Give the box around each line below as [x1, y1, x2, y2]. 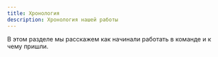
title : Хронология [7, 9, 60, 17]
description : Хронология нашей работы [7, 16, 118, 23]
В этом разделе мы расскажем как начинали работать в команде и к [7, 35, 212, 43]
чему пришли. [7, 42, 49, 50]
